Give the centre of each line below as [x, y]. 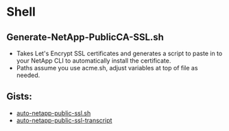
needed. [28, 75]
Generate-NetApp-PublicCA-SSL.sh [85, 37]
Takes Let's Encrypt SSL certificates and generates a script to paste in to [119, 53]
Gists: [19, 97]
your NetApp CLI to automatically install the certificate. [94, 61]
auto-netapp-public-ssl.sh [53, 113]
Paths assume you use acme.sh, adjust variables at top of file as [107, 68]
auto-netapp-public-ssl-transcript [64, 120]
